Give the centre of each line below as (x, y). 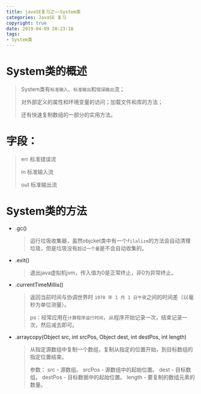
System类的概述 (47, 71)
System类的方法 (47, 211)
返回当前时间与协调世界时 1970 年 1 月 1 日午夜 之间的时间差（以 (109, 297)
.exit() (22, 260)
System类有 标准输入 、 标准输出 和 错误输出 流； (73, 89)
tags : (13, 34)
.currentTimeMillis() (39, 285)
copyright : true (26, 23)
